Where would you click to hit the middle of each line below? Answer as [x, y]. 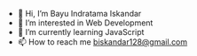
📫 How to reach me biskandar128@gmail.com [102, 42]
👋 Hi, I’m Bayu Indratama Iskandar [79, 14]
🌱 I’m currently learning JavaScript [81, 32]
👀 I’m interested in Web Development [85, 23]
